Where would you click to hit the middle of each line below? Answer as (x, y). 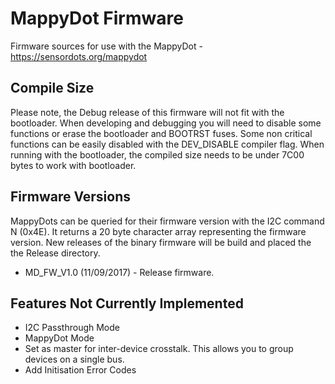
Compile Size (52, 88)
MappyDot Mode (59, 338)
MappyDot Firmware (97, 18)
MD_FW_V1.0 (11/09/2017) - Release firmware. (119, 272)
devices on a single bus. (74, 359)
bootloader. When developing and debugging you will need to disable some (166, 123)
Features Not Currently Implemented (127, 303)
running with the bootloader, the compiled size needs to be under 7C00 (157, 154)
